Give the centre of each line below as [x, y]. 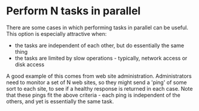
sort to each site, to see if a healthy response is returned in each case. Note [99, 88]
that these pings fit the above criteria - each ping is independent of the [93, 95]
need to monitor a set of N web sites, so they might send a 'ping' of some [97, 82]
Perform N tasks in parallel [74, 11]
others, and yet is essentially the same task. [60, 101]
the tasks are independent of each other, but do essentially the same [99, 45]
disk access [30, 64]
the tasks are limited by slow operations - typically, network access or [101, 58]
